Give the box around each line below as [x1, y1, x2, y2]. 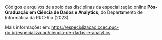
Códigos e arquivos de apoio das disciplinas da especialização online [5, 4, 147, 10]
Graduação [5, 9, 29, 15]
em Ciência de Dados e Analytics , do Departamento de [29, 9, 143, 15]
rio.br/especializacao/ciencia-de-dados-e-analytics [5, 30, 111, 35]
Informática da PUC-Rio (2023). [5, 15, 70, 20]
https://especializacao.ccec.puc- [51, 24, 119, 30]
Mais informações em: [5, 24, 51, 30]
